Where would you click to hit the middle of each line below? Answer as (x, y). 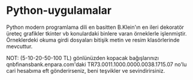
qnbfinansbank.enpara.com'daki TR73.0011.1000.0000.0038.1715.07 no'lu (96, 64)
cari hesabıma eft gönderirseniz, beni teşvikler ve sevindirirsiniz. (86, 70)
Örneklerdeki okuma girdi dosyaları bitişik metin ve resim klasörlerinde (93, 40)
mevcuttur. (19, 46)
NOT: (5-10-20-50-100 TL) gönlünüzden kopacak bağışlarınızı (82, 58)
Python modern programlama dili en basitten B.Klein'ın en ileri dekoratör (95, 27)
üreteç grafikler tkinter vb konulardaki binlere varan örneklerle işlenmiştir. (96, 33)
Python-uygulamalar (59, 11)
